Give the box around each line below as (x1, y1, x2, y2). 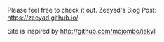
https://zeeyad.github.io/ (7, 13, 78, 22)
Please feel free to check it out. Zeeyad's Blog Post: (7, 6, 157, 14)
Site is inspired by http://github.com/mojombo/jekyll (7, 27, 157, 35)
